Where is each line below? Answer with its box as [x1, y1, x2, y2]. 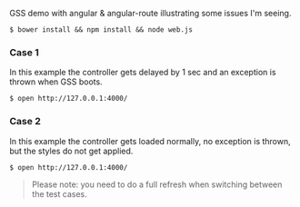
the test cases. [31, 188, 88, 199]
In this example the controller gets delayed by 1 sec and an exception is [9, 67, 276, 78]
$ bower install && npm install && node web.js [9, 25, 194, 34]
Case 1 [9, 45, 39, 58]
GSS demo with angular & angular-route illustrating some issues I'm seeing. [9, 8, 292, 18]
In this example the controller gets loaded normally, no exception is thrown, [9, 135, 291, 146]
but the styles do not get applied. [9, 145, 134, 156]
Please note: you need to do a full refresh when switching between [31, 179, 283, 190]
